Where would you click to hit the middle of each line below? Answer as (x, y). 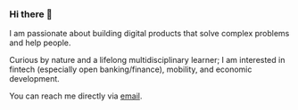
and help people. (40, 43)
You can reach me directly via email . (76, 96)
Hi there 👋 (31, 14)
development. (34, 79)
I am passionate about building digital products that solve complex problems (149, 34)
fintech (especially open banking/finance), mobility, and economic (131, 69)
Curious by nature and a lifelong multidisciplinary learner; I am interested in (147, 60)
